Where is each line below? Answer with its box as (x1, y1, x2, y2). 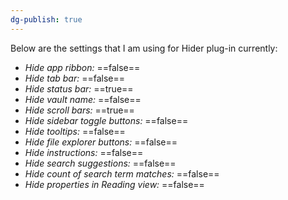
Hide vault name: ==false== (24, 93, 142, 105)
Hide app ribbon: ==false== (24, 61, 141, 73)
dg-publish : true (10, 14, 83, 25)
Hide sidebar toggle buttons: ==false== (24, 114, 189, 126)
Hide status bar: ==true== (24, 82, 134, 95)
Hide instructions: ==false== (24, 146, 144, 158)
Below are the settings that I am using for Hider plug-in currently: (10, 42, 278, 54)
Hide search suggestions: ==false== (24, 157, 177, 169)
